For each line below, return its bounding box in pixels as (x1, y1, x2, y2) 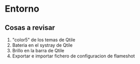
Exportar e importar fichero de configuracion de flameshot (12, 53, 135, 59)
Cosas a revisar (5, 23, 55, 32)
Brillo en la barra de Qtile (12, 48, 65, 53)
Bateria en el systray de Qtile (12, 42, 73, 48)
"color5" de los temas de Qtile (12, 37, 76, 43)
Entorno (5, 3, 39, 15)
